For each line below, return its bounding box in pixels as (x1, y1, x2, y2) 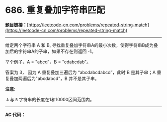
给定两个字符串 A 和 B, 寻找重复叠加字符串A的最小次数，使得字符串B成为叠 (5, 42, 158, 48)
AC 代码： (5, 112, 26, 118)
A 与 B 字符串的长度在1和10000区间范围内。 (6, 96, 94, 102)
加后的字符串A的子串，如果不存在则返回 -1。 (5, 48, 96, 54)
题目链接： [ (5, 22, 29, 28)
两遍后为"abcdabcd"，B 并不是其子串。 (18, 75, 99, 81)
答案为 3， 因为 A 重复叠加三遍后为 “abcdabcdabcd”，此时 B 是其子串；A (5, 69, 156, 75)
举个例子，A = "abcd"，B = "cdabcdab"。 (5, 59, 91, 65)
